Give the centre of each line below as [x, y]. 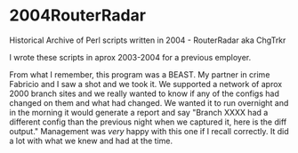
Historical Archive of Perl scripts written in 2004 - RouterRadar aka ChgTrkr [148, 40]
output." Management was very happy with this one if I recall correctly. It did [149, 131]
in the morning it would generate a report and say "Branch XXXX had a [139, 112]
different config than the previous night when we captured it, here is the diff [148, 122]
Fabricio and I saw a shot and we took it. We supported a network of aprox [146, 84]
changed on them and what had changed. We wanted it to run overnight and [149, 102]
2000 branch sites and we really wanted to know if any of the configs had [145, 93]
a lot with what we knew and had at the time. [91, 141]
